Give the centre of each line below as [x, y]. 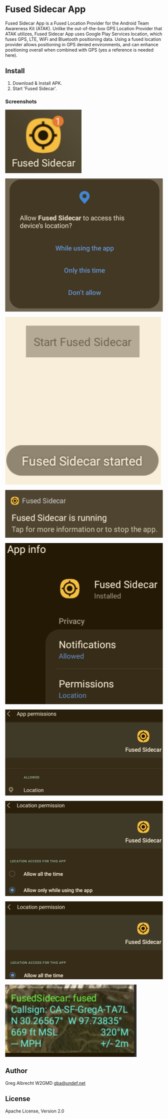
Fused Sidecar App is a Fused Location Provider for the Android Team [77, 23]
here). [11, 55]
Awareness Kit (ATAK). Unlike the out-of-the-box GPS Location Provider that [84, 28]
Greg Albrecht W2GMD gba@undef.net [45, 1083]
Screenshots [21, 101]
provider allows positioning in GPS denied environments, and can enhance [82, 44]
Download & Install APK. [37, 83]
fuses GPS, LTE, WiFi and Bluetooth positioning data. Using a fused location [83, 39]
